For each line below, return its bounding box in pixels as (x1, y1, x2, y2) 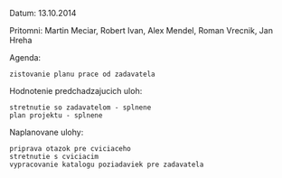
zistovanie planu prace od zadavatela (9, 70, 155, 79)
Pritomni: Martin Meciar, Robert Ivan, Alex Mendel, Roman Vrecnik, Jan (9, 25, 274, 35)
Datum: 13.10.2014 (9, 8, 77, 18)
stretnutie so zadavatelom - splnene (9, 103, 152, 112)
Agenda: (9, 52, 42, 62)
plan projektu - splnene (9, 111, 103, 120)
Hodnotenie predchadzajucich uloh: (9, 86, 143, 96)
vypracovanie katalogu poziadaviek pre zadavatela (9, 160, 204, 169)
